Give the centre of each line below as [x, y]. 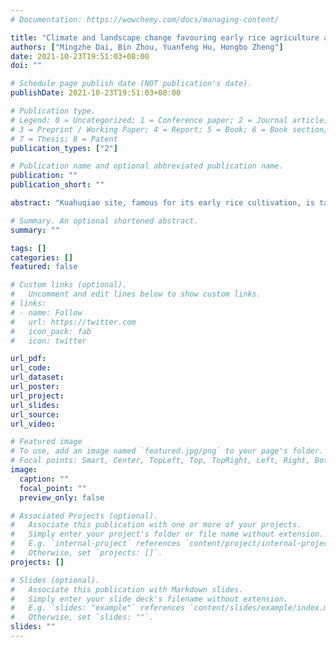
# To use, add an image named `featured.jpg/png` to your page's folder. [167, 451]
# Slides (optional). [55, 580]
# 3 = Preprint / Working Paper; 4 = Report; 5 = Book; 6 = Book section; [169, 129]
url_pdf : [28, 359]
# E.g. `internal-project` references [96, 544]
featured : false [44, 267]
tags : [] [28, 248]
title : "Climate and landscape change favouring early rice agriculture [165, 37]
